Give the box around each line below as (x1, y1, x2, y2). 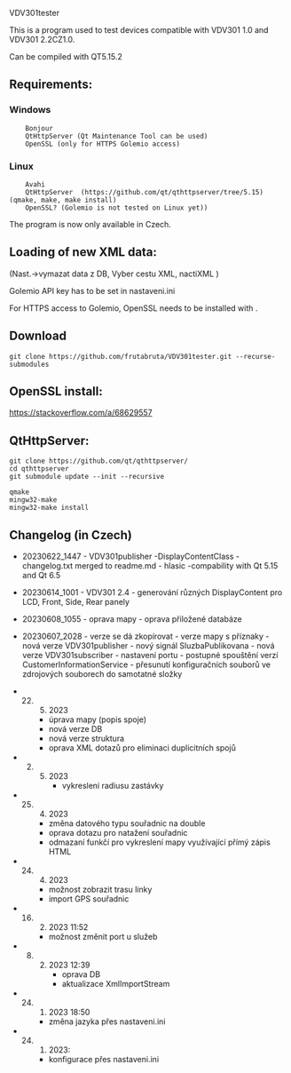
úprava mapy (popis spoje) (48, 714, 147, 725)
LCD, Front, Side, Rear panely (21, 597, 130, 608)
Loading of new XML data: (9, 244, 158, 260)
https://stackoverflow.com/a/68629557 (9, 408, 153, 418)
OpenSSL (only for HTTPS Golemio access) (25, 139, 180, 148)
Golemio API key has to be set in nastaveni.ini (9, 285, 176, 296)
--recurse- (235, 352, 276, 361)
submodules (9, 360, 50, 369)
